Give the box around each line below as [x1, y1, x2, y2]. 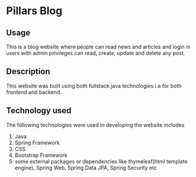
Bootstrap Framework [14, 152, 68, 159]
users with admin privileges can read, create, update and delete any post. [6, 50, 185, 57]
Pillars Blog [6, 4, 63, 18]
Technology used [6, 106, 72, 116]
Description [6, 67, 50, 77]
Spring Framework [14, 139, 60, 146]
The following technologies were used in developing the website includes [6, 121, 185, 128]
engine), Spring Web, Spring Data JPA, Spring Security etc [14, 164, 158, 171]
